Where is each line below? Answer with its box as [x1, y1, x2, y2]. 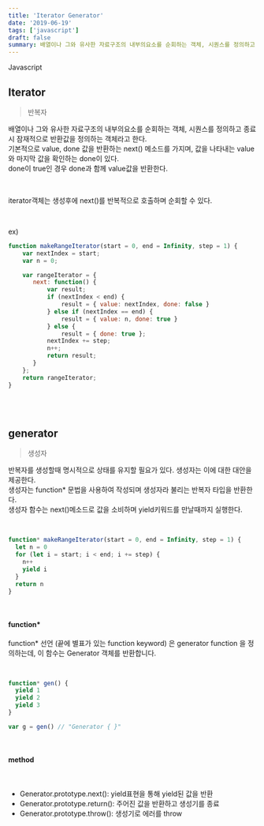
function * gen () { [8, 679, 69, 687]
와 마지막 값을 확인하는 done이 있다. [8, 153, 120, 163]
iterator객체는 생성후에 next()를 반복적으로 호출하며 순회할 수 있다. [8, 195, 213, 205]
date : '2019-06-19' [8, 19, 73, 27]
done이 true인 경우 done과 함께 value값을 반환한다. [8, 163, 168, 173]
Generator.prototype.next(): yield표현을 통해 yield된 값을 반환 [19, 789, 214, 798]
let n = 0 [15, 543, 47, 551]
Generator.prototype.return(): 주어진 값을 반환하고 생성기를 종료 [19, 799, 220, 809]
